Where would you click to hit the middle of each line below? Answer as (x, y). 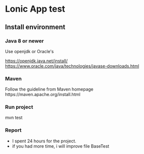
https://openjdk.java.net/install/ (36, 61)
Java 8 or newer (24, 41)
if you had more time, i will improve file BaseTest (61, 146)
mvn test (14, 117)
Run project (19, 107)
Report (13, 130)
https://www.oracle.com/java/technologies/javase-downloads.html (72, 66)
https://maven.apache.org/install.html (43, 95)
